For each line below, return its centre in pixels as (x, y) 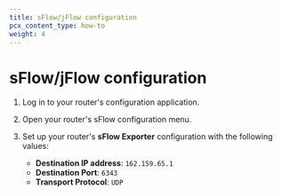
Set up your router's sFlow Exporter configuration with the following (147, 137)
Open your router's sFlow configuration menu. (107, 120)
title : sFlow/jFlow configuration (73, 17)
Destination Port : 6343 (77, 173)
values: (35, 146)
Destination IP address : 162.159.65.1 (104, 163)
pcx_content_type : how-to (57, 26)
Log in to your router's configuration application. (111, 102)
